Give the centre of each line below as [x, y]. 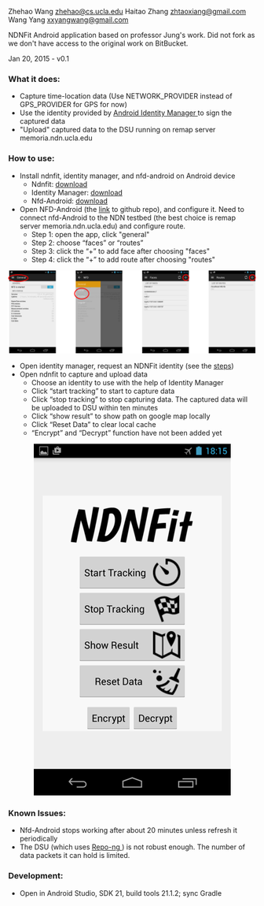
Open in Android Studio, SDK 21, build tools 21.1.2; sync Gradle [121, 893]
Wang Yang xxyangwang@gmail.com [68, 20]
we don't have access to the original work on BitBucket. [98, 43]
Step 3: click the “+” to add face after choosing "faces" [121, 251]
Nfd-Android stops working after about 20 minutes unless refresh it [128, 830]
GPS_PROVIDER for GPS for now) [73, 105]
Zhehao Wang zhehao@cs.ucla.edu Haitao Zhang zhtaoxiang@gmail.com [127, 11]
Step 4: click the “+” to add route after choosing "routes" [123, 259]
